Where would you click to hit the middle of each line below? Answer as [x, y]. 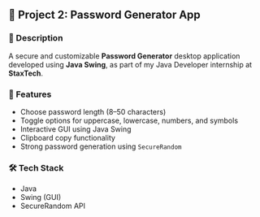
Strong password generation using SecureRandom [101, 146]
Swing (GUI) [41, 197]
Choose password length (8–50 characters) [93, 111]
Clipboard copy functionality [68, 137]
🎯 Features [30, 94]
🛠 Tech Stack [36, 167]
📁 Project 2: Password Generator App [104, 15]
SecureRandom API [53, 206]
